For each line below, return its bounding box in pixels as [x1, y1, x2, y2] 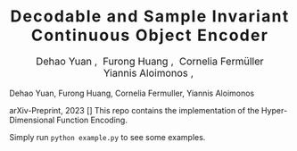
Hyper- [261, 105, 288, 116]
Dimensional [9, 114, 55, 126]
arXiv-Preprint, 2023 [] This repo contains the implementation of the [9, 105, 260, 116]
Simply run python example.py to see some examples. [9, 132, 206, 143]
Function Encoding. [56, 114, 128, 126]
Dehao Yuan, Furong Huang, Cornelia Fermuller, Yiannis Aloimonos [9, 88, 255, 99]
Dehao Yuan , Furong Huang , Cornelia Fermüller [35, 55, 265, 68]
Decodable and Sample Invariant [10, 6, 290, 27]
